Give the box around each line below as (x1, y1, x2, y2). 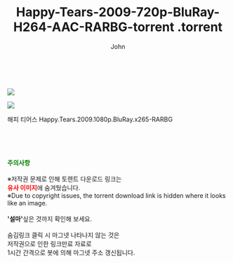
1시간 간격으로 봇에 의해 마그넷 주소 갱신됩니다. (7, 248, 135, 257)
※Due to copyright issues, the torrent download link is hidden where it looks (7, 191, 226, 200)
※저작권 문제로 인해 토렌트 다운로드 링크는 (7, 175, 122, 183)
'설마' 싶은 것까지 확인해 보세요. (7, 215, 93, 223)
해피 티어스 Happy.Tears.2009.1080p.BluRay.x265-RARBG (7, 115, 173, 123)
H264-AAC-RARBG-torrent (13, 19, 175, 35)
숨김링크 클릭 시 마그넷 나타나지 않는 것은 (7, 231, 120, 239)
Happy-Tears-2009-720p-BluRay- (16, 4, 220, 20)
